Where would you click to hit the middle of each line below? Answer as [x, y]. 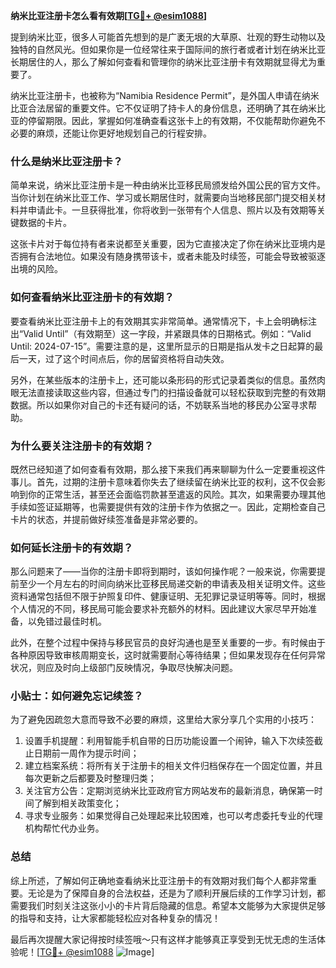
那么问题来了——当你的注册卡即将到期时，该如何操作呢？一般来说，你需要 [163, 571]
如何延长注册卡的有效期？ [72, 547]
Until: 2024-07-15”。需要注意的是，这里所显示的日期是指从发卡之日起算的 [162, 346]
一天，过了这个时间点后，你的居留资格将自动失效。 [124, 358]
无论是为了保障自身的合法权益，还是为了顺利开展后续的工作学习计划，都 [176, 893]
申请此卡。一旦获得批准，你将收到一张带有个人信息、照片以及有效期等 [172, 210]
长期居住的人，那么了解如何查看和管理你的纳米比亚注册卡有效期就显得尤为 [163, 62]
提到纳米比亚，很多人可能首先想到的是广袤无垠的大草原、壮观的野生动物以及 [168, 37]
